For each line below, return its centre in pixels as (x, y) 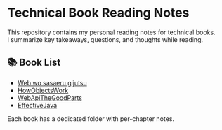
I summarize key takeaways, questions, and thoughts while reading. (105, 39)
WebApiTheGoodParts (50, 97)
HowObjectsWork (43, 90)
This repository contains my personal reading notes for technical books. (111, 32)
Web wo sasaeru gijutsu (52, 82)
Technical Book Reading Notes (98, 13)
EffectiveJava (37, 105)
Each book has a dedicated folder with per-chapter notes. (91, 118)
